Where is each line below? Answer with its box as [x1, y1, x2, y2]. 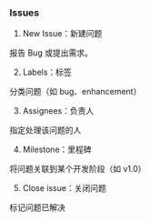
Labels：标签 [22, 66, 73, 78]
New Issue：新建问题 [22, 28, 103, 39]
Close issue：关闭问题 [22, 183, 106, 194]
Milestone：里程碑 [22, 144, 93, 156]
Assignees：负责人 [22, 105, 95, 116]
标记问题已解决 [9, 202, 65, 213]
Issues [9, 6, 40, 19]
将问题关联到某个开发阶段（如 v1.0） [9, 164, 147, 175]
